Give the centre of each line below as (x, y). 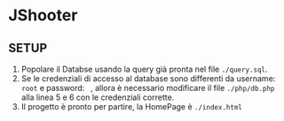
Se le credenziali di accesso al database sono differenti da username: (148, 79)
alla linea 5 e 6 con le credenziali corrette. (98, 97)
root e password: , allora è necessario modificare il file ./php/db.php (148, 88)
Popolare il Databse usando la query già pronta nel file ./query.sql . (144, 69)
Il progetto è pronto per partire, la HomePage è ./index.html (132, 106)
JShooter (43, 15)
